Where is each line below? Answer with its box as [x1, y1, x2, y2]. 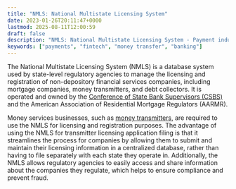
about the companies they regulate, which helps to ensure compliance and [7, 166, 223, 174]
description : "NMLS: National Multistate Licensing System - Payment [7, 37, 216, 44]
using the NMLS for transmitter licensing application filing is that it [7, 128, 198, 137]
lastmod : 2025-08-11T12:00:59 [7, 23, 96, 30]
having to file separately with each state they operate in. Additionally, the [7, 151, 218, 159]
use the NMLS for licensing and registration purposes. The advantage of [7, 121, 217, 129]
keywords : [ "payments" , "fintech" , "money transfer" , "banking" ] [7, 43, 203, 50]
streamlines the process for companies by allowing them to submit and [7, 136, 213, 145]
